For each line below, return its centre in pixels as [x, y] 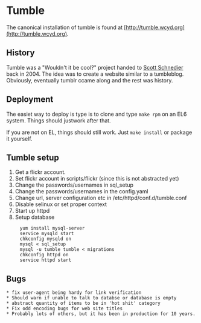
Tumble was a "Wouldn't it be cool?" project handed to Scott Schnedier [95, 67]
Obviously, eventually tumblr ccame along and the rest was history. [90, 80]
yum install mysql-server [52, 228]
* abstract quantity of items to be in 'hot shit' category [84, 304]
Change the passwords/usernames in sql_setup [74, 185]
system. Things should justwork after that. [59, 120]
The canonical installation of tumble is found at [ [66, 27]
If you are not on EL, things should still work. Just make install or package [99, 132]
